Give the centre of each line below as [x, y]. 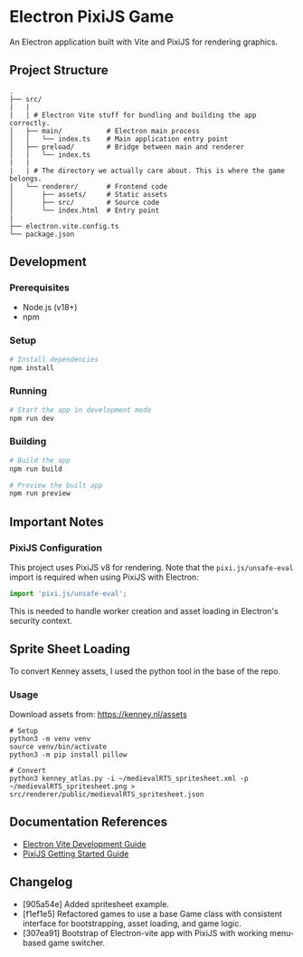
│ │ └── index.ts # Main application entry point [119, 139]
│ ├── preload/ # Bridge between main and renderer [127, 147]
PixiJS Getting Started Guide [76, 854]
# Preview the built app [56, 485]
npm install [32, 368]
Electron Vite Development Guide [84, 844]
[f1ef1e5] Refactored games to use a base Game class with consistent [152, 913]
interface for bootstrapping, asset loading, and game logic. [132, 923]
